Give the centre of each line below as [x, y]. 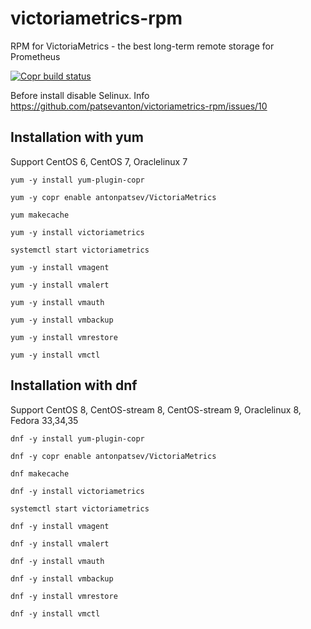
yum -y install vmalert [60, 285]
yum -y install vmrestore [64, 337]
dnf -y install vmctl [55, 613]
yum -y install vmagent [60, 267]
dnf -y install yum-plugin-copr [77, 438]
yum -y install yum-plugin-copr [77, 180]
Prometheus [35, 56]
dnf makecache [40, 473]
